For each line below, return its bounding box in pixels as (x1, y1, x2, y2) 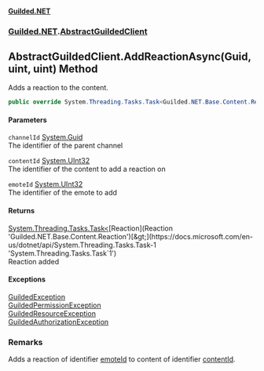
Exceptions (8, 275, 46, 284)
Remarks (8, 336, 43, 347)
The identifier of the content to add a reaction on (8, 165, 167, 174)
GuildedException (8, 292, 65, 301)
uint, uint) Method (8, 62, 98, 75)
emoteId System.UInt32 (8, 180, 83, 189)
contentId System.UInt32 (8, 156, 90, 165)
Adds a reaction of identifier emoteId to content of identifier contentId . (8, 355, 236, 364)
